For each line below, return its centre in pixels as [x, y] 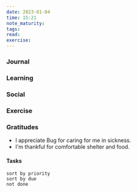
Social [16, 94]
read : [13, 35]
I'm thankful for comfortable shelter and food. [72, 146]
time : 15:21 [21, 18]
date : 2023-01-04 [28, 12]
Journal [18, 62]
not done [17, 184]
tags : [13, 29]
